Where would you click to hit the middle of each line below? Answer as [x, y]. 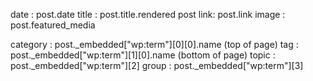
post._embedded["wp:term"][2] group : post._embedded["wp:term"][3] [157, 65]
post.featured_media [53, 25]
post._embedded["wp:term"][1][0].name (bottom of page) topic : [143, 55]
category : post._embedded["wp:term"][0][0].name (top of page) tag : [154, 44]
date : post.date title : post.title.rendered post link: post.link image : [148, 14]
